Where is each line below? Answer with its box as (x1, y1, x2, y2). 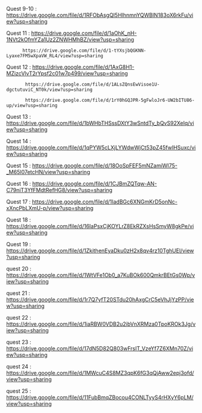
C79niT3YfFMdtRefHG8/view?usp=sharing (6, 187, 113, 193)
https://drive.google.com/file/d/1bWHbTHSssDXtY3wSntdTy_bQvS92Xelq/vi (6, 120, 194, 126)
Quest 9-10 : (6, 5, 37, 12)
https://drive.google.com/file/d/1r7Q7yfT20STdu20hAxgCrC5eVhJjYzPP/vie (6, 296, 194, 303)
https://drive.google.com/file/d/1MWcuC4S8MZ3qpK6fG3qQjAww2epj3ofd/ (6, 370, 194, 376)
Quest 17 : (6, 198, 31, 205)
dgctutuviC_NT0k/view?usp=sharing (6, 87, 93, 93)
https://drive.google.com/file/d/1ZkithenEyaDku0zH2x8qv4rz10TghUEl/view (6, 247, 194, 254)
